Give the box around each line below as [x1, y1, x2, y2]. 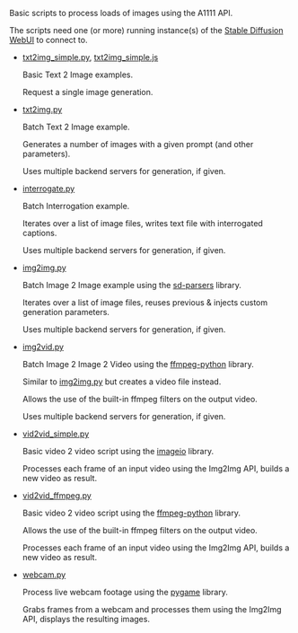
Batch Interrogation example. [22, 201, 130, 211]
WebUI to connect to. [9, 35, 88, 45]
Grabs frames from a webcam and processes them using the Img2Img [22, 604, 282, 614]
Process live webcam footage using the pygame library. [22, 587, 229, 597]
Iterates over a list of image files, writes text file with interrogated [22, 218, 263, 228]
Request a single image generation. [22, 87, 153, 97]
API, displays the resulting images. [22, 614, 151, 624]
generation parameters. [22, 307, 110, 317]
